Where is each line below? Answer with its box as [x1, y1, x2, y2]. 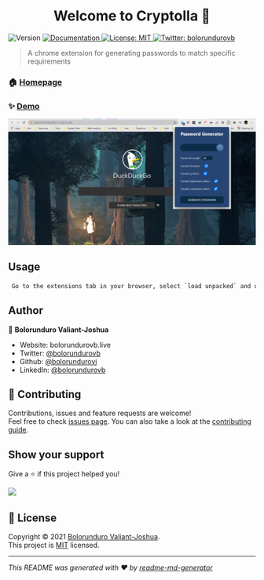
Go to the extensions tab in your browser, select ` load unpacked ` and [11, 282, 251, 290]
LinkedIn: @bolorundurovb [19, 365, 106, 374]
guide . [8, 425, 29, 435]
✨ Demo [8, 100, 40, 111]
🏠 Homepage [8, 76, 63, 87]
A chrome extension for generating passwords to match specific [27, 48, 236, 57]
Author [8, 304, 43, 317]
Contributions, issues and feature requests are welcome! [8, 408, 192, 418]
